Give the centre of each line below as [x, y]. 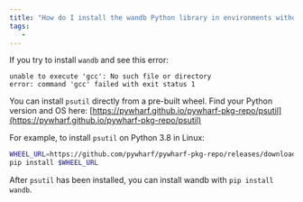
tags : [19, 26]
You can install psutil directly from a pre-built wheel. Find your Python [141, 101]
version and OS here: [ [51, 111]
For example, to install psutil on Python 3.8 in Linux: [107, 138]
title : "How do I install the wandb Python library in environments [141, 18]
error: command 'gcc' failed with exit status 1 [102, 85]
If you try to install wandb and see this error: [89, 60]
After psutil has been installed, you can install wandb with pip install [142, 180]
